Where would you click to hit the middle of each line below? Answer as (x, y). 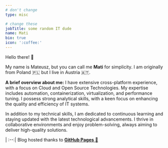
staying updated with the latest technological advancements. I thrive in (79, 119)
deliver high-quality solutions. (36, 130)
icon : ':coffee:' (24, 43)
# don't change (21, 10)
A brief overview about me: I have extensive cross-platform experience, (81, 82)
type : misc (17, 15)
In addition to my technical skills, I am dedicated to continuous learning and (84, 114)
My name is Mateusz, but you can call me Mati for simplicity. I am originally (84, 67)
